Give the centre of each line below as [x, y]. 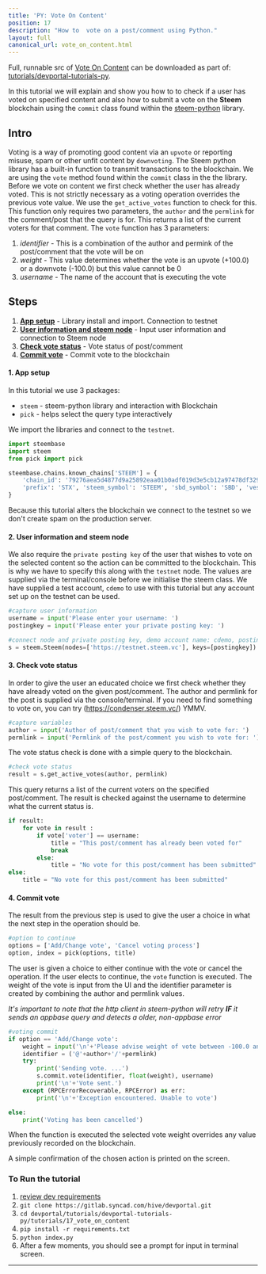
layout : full [30, 38]
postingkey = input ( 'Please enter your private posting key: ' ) [116, 626]
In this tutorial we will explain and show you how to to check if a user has [127, 91]
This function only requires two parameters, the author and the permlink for [131, 211]
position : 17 [30, 23]
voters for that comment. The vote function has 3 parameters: [109, 227]
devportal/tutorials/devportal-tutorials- [101, 1214]
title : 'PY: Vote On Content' [58, 15]
